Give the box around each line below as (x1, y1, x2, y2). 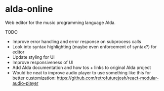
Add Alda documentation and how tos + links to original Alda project (12, 65, 151, 70)
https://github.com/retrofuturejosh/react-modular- (56, 75, 159, 81)
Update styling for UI (12, 54, 55, 60)
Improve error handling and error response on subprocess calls (12, 38, 142, 45)
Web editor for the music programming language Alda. (5, 20, 116, 25)
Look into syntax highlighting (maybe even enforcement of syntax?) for (12, 44, 157, 49)
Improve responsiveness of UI (12, 59, 74, 65)
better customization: (12, 75, 56, 81)
